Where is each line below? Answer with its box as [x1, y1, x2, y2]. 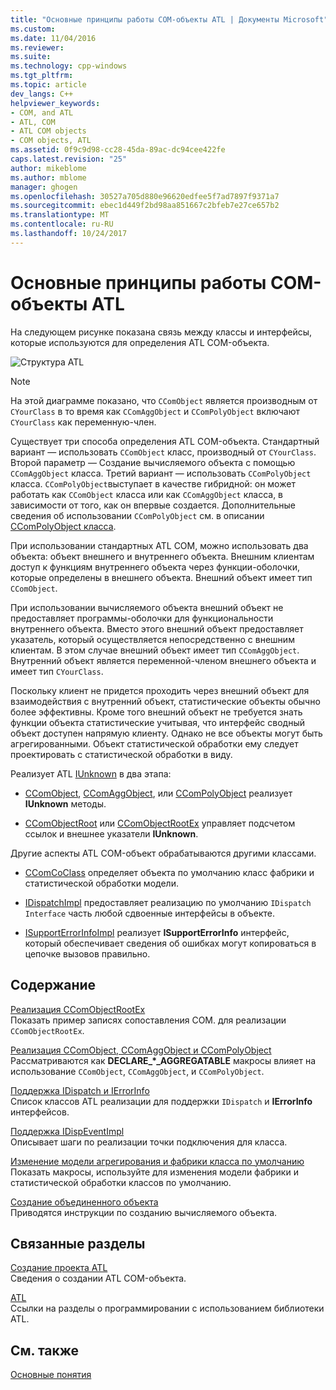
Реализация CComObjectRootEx [10, 1003, 146, 1015]
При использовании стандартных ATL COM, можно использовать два [10, 539, 309, 551]
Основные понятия [10, 1369, 92, 1381]
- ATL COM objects [10, 126, 87, 136]
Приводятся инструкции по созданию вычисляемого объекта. [10, 1206, 278, 1218]
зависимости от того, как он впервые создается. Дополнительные [10, 499, 296, 511]
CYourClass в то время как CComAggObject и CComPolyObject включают [10, 405, 300, 417]
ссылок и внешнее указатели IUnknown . [24, 827, 199, 840]
